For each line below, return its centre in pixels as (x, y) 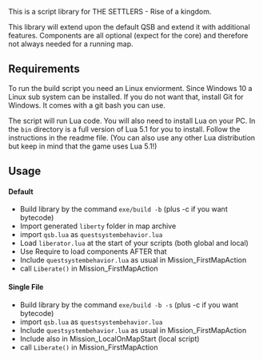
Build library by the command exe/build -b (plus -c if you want (124, 209)
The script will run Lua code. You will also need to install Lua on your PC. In (132, 121)
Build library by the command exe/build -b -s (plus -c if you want (129, 305)
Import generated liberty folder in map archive (98, 226)
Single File (26, 287)
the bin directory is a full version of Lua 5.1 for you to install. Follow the (124, 129)
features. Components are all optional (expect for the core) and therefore (128, 36)
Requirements (44, 69)
